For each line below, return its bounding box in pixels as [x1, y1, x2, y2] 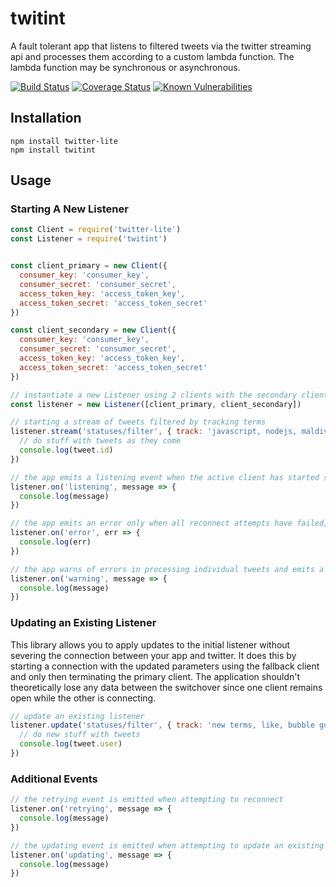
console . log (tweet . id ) [19, 445, 114, 456]
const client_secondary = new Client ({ [10, 325, 177, 336]
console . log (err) [19, 537, 92, 547]
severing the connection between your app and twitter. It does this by [10, 649, 297, 661]
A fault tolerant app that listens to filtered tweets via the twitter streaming [10, 40, 312, 52]
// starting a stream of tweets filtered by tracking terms [10, 417, 267, 427]
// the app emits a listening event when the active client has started [10, 472, 320, 482]
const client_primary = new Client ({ [10, 261, 168, 271]
